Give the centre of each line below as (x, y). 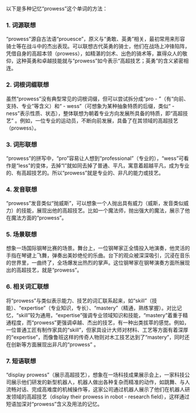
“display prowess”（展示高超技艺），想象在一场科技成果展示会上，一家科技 (95, 375)
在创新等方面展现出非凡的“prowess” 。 (52, 344)
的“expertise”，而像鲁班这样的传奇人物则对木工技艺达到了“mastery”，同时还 (98, 337)
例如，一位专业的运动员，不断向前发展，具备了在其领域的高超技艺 (99, 120)
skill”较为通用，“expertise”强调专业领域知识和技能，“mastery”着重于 (101, 315)
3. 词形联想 (22, 144)
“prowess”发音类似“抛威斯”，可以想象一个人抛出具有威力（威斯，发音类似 (95, 203)
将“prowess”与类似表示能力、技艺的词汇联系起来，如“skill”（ (79, 300)
